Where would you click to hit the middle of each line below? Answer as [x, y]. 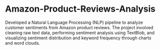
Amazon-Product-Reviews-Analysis [80, 9]
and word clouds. [23, 43]
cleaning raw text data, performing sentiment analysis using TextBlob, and [80, 33]
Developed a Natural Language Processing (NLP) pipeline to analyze [74, 22]
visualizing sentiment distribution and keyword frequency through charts [78, 38]
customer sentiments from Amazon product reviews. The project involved [79, 27]
